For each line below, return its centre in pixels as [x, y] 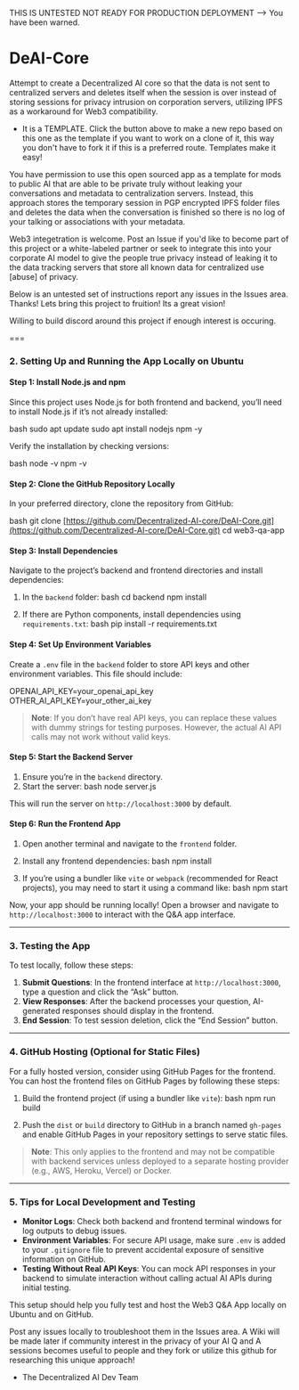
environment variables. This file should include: [96, 674]
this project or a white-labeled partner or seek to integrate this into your [141, 248]
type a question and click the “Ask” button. [101, 992]
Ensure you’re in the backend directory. [92, 777]
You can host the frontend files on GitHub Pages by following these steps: [145, 1081]
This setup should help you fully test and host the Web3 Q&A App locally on [148, 1304]
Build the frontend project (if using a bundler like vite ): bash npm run [149, 1098]
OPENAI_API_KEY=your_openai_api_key [81, 691]
